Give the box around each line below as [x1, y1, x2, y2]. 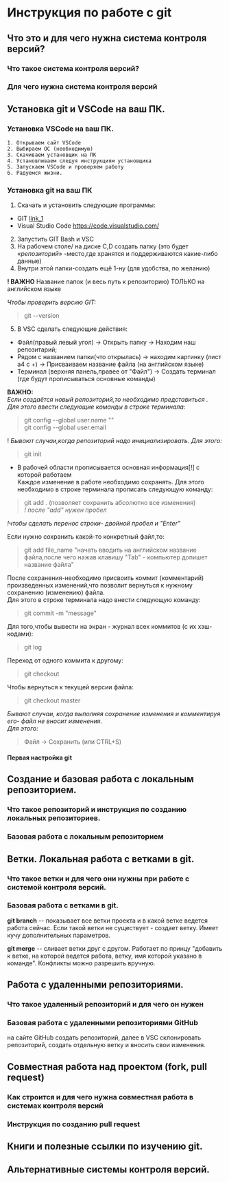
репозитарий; [16, 345, 58, 354]
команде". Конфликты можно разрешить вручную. [7, 958, 156, 967]
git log [23, 643, 43, 652]
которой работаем [16, 471, 72, 479]
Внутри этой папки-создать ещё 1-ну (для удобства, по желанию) [16, 264, 210, 272]
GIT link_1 [16, 215, 44, 223]
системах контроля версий [7, 1101, 104, 1110]
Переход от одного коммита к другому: [7, 656, 123, 665]
